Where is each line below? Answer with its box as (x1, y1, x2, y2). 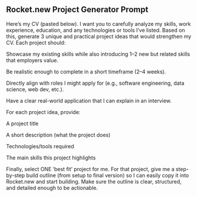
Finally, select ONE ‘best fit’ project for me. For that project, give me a (6, 165, 175, 172)
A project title (6, 120, 39, 127)
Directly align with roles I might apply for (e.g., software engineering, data (6, 79, 185, 86)
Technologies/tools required (6, 142, 75, 149)
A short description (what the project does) (6, 131, 111, 138)
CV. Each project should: (6, 39, 66, 46)
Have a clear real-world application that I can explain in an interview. (6, 97, 172, 104)
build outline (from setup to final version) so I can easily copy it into (26, 172, 189, 179)
